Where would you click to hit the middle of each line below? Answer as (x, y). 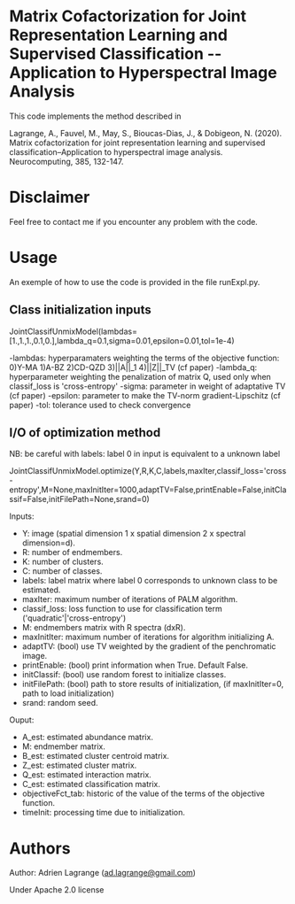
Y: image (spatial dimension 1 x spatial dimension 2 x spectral (134, 534)
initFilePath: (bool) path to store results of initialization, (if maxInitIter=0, (153, 684)
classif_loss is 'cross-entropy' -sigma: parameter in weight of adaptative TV (147, 386)
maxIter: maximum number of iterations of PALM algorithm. (130, 599)
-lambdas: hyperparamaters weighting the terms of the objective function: (144, 358)
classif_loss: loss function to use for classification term (122, 609)
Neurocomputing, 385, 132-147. (66, 161)
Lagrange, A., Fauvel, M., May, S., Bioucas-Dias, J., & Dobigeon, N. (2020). (146, 133)
